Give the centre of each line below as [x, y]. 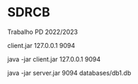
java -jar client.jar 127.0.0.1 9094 [54, 59]
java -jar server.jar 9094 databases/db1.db [69, 73]
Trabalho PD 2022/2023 [42, 32]
